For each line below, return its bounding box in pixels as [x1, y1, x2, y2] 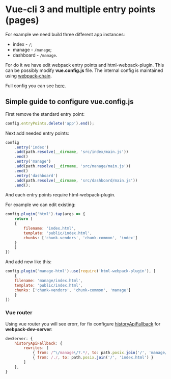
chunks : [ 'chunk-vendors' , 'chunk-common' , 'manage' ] [14, 287, 131, 293]
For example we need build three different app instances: [5, 31, 125, 37]
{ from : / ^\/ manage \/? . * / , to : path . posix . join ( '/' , [32, 350, 147, 356]
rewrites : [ [23, 345, 49, 350]
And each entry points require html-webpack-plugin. [5, 192, 116, 198]
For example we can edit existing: [5, 201, 76, 208]
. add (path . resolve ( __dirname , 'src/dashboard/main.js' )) [14, 178, 138, 183]
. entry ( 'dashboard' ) [14, 173, 58, 178]
